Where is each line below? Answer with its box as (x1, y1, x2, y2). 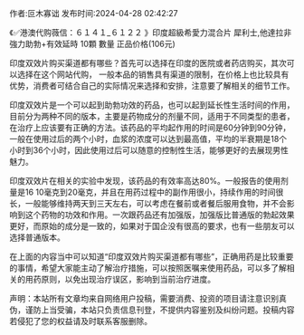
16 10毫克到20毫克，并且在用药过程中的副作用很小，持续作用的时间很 (24, 187, 284, 197)
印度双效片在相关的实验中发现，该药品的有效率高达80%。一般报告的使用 (9, 176, 281, 186)
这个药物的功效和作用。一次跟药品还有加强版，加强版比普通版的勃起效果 (24, 209, 295, 220)
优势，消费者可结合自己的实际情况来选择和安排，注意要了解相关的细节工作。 (9, 81, 295, 91)
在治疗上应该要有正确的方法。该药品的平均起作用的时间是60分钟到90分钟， (9, 122, 291, 133)
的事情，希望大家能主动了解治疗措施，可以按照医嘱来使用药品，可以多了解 (9, 263, 287, 273)
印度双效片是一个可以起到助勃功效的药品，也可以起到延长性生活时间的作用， (9, 100, 295, 110)
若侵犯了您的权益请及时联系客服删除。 (9, 316, 152, 326)
